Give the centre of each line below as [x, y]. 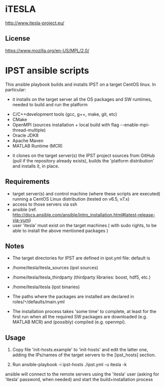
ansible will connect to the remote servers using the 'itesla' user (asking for [82, 374]
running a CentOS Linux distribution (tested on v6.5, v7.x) [71, 199]
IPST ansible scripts [47, 70]
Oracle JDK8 [25, 135]
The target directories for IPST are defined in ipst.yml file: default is [81, 258]
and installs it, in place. [36, 166]
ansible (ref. [25, 209]
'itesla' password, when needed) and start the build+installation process [79, 380]
